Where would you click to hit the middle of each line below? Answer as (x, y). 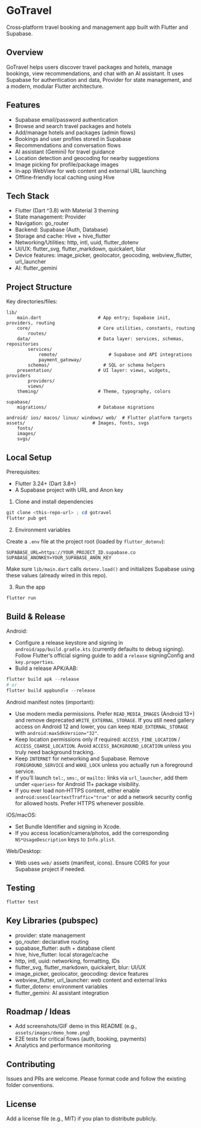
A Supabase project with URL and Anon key (69, 490)
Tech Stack (28, 196)
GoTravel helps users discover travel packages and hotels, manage (89, 67)
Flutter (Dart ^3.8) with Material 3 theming (67, 211)
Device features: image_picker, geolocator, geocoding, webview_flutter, (104, 255)
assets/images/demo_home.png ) (52, 1032)
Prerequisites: (23, 472)
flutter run (21, 598)
